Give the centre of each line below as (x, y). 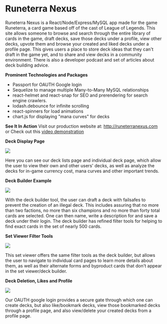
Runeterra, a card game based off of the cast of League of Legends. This (80, 28)
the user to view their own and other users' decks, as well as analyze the (80, 165)
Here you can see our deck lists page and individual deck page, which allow (83, 160)
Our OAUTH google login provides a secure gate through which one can (79, 300)
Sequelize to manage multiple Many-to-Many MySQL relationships (81, 90)
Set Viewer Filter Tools (29, 236)
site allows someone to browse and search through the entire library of (78, 33)
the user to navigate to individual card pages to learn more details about (79, 260)
